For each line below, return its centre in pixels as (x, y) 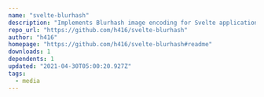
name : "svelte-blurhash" (49, 15)
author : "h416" (33, 37)
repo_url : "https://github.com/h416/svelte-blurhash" (98, 30)
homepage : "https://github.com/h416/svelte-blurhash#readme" (110, 45)
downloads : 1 (29, 52)
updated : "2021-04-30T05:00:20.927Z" (70, 66)
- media (28, 81)
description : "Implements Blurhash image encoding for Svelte (112, 23)
